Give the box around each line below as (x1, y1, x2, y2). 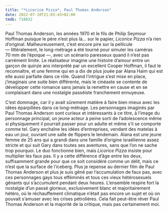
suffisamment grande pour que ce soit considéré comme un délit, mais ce (5, 158, 159, 165)
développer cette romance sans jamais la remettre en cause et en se (5, 84, 148, 90)
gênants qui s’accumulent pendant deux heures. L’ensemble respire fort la (5, 180, 159, 186)
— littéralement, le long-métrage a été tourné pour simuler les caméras (5, 46, 153, 53)
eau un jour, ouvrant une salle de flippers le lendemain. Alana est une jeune (5, 132, 161, 138)
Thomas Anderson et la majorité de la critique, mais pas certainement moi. (5, 201, 160, 207)
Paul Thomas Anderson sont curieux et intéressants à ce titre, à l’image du (5, 110, 160, 116)
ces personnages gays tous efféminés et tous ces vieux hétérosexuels (5, 175, 152, 181)
